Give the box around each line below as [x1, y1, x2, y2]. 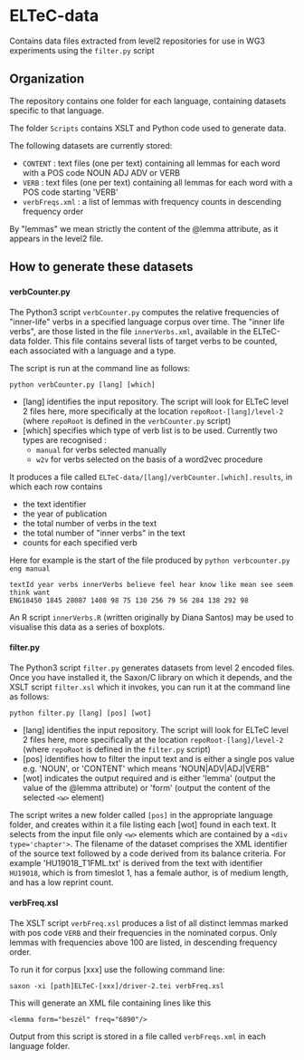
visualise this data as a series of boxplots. [9, 622, 166, 632]
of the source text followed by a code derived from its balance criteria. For [9, 848, 287, 859]
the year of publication [22, 508, 108, 519]
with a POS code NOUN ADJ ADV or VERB [22, 167, 181, 178]
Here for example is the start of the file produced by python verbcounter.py [9, 554, 290, 565]
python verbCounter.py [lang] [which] [9, 380, 156, 390]
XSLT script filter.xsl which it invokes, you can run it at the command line [9, 681, 291, 692]
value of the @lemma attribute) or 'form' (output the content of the [22, 782, 271, 793]
